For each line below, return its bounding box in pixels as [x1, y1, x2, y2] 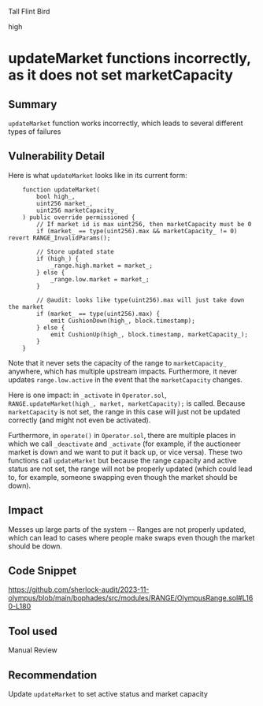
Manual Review [8, 645, 57, 655]
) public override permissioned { [22, 213, 135, 221]
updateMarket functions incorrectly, [8, 50, 251, 68]
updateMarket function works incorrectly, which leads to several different [8, 118, 243, 128]
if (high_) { [36, 255, 80, 262]
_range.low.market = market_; [50, 275, 150, 283]
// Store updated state [36, 247, 114, 255]
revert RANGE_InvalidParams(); [8, 234, 111, 242]
